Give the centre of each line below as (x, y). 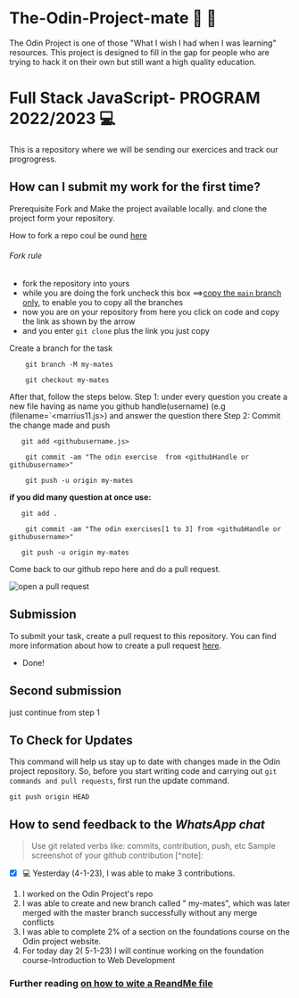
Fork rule (26, 256)
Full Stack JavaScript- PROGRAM (135, 98)
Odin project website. (62, 942)
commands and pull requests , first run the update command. (120, 781)
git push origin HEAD (50, 797)
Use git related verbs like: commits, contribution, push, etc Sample (154, 846)
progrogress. (33, 159)
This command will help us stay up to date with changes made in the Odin (145, 761)
